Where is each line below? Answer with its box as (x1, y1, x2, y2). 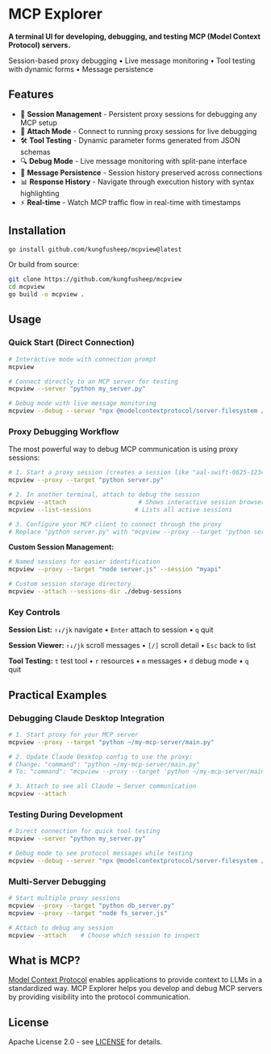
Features (8, 88, 54, 102)
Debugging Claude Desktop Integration (8, 712, 165, 723)
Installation (8, 224, 66, 238)
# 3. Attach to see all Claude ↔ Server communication (8, 782, 197, 791)
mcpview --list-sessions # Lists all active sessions (8, 505, 232, 513)
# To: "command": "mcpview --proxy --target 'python (8, 767, 190, 776)
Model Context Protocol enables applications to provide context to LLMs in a (8, 975, 263, 985)
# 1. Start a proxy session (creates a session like (8, 469, 190, 477)
